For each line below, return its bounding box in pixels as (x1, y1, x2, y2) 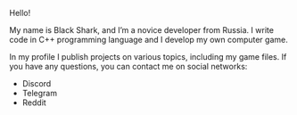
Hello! (9, 8, 31, 18)
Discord (21, 78, 52, 88)
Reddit (21, 97, 46, 108)
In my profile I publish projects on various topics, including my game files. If (9, 52, 287, 62)
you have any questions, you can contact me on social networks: (9, 62, 248, 71)
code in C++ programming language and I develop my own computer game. (9, 35, 288, 45)
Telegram (21, 88, 58, 98)
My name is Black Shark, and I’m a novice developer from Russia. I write (9, 25, 275, 35)
